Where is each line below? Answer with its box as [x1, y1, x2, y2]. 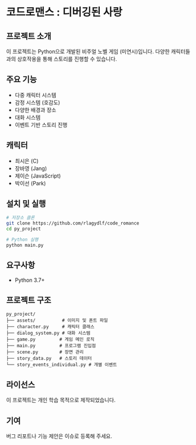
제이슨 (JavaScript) [14, 172, 61, 179]
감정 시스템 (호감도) [14, 99, 61, 106]
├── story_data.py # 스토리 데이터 [6, 356, 92, 362]
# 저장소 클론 [6, 215, 35, 221]
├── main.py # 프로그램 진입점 [6, 343, 96, 349]
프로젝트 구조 [6, 295, 52, 306]
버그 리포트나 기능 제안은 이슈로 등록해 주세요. [6, 432, 113, 440]
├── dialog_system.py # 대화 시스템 [6, 330, 91, 337]
